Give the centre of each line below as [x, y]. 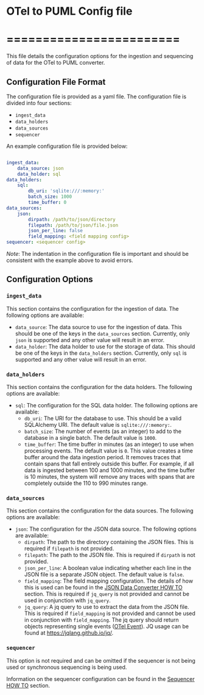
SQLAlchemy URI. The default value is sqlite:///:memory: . [98, 425]
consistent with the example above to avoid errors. [70, 260]
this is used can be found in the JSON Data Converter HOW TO [103, 588]
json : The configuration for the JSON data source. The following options [106, 529]
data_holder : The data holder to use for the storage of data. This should [105, 346]
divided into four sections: [39, 103]
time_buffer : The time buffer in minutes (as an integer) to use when [109, 445]
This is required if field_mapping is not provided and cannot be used [110, 613]
